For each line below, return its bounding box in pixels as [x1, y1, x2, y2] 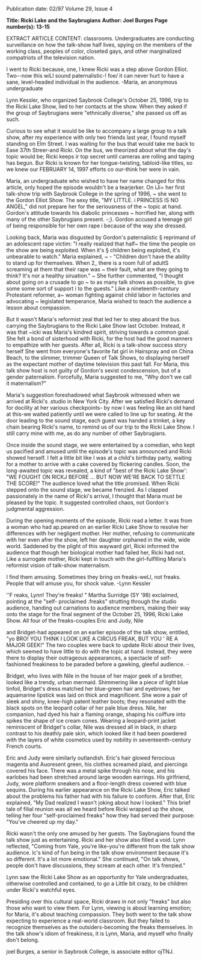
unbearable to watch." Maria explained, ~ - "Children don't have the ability [6, 253, 191, 260]
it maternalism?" [6, 380, 47, 387]
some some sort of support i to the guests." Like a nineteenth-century [6, 285, 179, 292]
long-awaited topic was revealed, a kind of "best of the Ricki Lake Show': [6, 467, 188, 474]
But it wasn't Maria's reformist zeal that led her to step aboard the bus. [6, 316, 182, 323]
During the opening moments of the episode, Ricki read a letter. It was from [6, 517, 192, 524]
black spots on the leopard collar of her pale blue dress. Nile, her [6, 704, 167, 711]
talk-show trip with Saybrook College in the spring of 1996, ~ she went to [6, 190, 187, 197]
